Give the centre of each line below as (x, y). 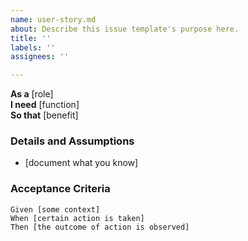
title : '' (31, 38)
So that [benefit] (44, 115)
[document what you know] (81, 163)
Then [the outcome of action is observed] (100, 227)
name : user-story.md (53, 19)
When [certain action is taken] (77, 218)
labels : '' (33, 47)
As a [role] (32, 94)
